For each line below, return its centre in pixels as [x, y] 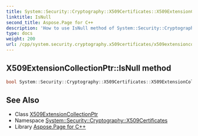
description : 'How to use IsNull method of [60, 28]
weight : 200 [21, 39]
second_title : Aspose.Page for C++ [50, 22]
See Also [23, 100]
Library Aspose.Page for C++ [50, 127]
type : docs [19, 34]
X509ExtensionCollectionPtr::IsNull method [89, 68]
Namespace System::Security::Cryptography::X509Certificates [91, 121]
